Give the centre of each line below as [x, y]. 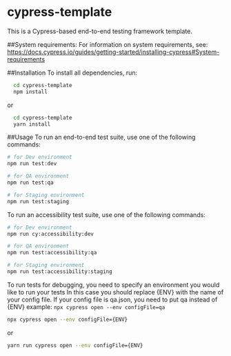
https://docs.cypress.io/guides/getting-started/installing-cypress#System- [113, 52]
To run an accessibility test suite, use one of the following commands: [106, 214]
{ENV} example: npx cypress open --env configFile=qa [86, 307]
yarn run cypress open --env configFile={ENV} [75, 345]
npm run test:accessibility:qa [52, 253]
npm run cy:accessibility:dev [51, 234]
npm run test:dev [32, 164]
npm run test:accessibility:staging [60, 272]
